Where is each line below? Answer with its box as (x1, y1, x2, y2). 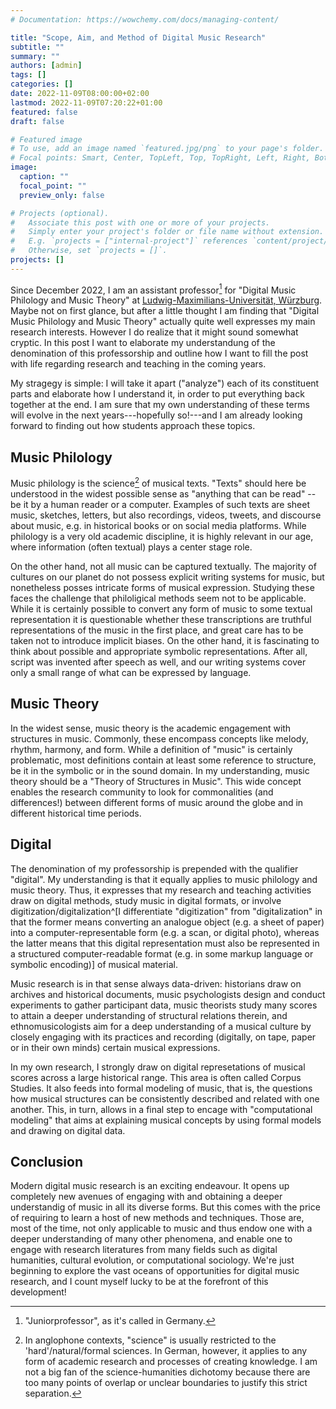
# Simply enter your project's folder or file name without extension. (10, 227, 325, 237)
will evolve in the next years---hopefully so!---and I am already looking (10, 409, 303, 421)
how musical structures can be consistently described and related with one (10, 1092, 320, 1105)
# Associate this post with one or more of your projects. (10, 217, 271, 228)
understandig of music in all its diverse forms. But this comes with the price (10, 1201, 321, 1213)
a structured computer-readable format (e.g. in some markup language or (10, 947, 314, 960)
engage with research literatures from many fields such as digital (10, 1244, 278, 1256)
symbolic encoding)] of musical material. (10, 958, 178, 970)
